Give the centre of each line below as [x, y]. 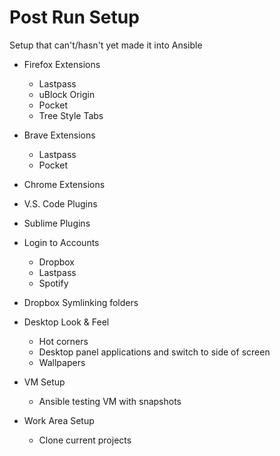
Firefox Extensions [62, 64]
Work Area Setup [59, 420]
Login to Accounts [61, 242]
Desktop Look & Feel [66, 322]
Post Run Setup [74, 17]
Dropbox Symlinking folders [81, 302]
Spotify [53, 283]
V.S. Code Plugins [60, 203]
